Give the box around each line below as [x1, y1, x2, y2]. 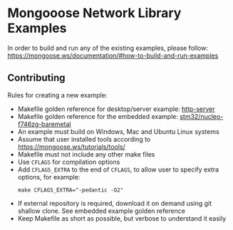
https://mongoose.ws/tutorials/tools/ [17, 142, 126, 151]
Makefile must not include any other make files [17, 150, 155, 158]
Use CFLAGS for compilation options [17, 157, 120, 166]
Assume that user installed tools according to [17, 135, 151, 143]
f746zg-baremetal [17, 120, 71, 128]
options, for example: [17, 172, 81, 181]
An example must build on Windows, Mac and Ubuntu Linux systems [17, 127, 219, 136]
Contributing [7, 72, 66, 84]
